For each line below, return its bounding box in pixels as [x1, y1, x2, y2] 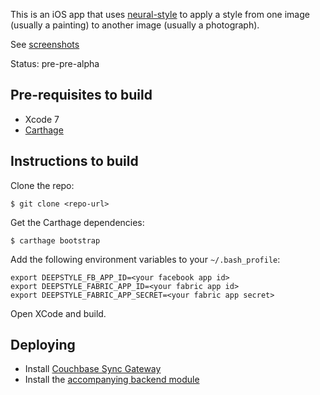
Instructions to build [10, 153, 139, 170]
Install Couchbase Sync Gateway [24, 363, 162, 375]
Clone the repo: [10, 179, 75, 191]
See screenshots [10, 39, 80, 50]
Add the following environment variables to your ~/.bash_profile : [10, 253, 281, 265]
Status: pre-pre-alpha [10, 58, 100, 69]
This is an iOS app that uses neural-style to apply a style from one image [10, 9, 310, 20]
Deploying [10, 337, 76, 354]
